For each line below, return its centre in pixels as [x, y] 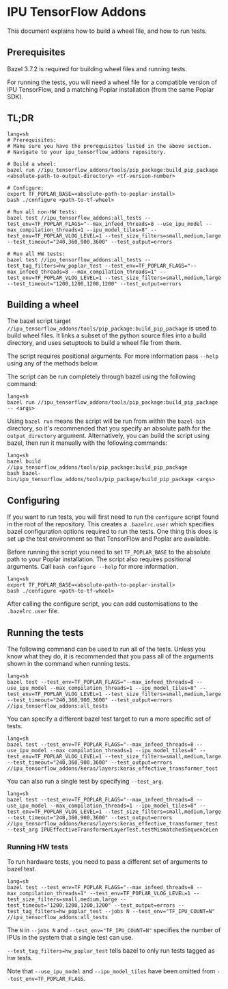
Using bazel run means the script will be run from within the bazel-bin [106, 421]
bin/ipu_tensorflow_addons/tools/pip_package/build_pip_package [100, 480]
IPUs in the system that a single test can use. [70, 938]
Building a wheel [43, 304]
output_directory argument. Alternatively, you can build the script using [109, 436]
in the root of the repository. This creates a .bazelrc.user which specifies [111, 524]
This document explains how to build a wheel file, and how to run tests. [107, 31]
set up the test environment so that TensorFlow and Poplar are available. [109, 539]
